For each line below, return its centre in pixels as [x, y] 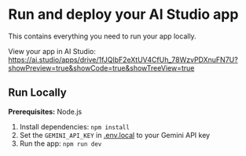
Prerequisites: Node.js [45, 111]
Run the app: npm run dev [61, 143]
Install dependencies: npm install [74, 126]
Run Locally [37, 93]
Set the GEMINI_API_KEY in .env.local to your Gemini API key [115, 135]
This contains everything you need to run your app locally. [102, 36]
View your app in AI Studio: [52, 51]
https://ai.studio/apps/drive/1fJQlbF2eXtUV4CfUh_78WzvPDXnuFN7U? [123, 60]
